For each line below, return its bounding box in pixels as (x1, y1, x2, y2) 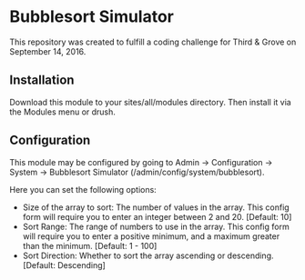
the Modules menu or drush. (9, 106, 117, 117)
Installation (9, 73, 75, 88)
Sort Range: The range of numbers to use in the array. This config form (22, 221, 290, 232)
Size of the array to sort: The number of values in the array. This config (22, 202, 290, 213)
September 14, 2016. (9, 45, 86, 56)
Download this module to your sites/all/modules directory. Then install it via (9, 96, 291, 107)
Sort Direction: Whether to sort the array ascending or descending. (22, 250, 275, 261)
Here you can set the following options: (9, 184, 157, 195)
